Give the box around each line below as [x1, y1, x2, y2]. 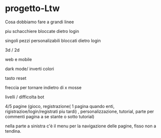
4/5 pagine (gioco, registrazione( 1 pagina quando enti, [5, 103, 115, 109]
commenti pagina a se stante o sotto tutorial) [5, 113, 95, 119]
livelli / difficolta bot [5, 94, 45, 100]
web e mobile [5, 56, 32, 62]
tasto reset [5, 75, 27, 81]
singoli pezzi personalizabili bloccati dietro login [5, 37, 101, 44]
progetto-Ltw [5, 3, 60, 14]
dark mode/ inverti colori [5, 66, 54, 72]
